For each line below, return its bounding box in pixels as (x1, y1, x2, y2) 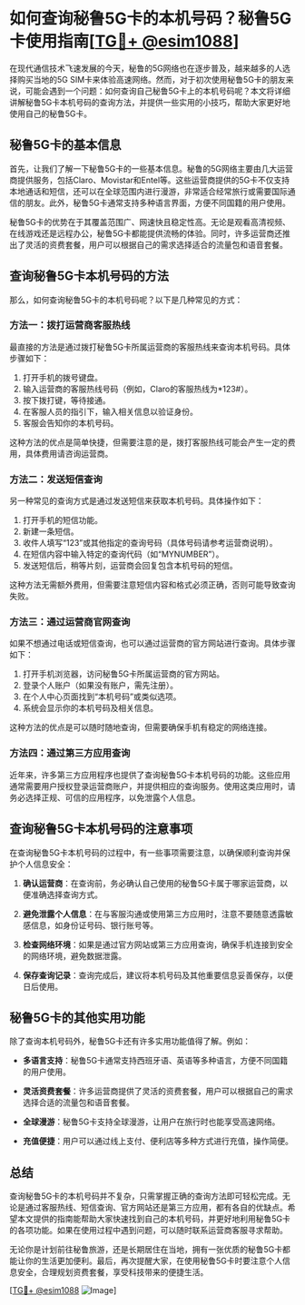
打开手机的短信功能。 (22, 515, 103, 526)
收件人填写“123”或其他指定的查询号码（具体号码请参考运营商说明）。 (22, 538, 279, 549)
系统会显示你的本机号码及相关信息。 (22, 703, 159, 714)
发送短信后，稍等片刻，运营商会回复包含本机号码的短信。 (22, 560, 238, 571)
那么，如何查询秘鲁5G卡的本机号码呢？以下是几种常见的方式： (9, 294, 243, 305)
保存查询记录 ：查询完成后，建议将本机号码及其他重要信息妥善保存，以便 (22, 969, 293, 981)
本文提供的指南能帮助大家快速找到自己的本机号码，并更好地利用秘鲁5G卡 (16, 1213, 290, 1224)
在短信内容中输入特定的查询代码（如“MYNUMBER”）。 (22, 549, 224, 559)
